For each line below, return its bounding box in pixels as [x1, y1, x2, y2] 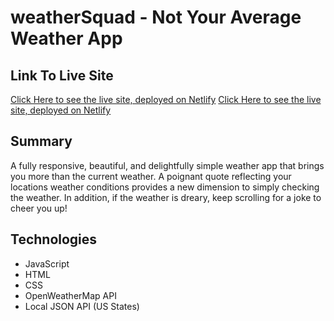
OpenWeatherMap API [24, 289, 117, 301]
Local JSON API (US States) [24, 300, 140, 312]
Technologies [10, 231, 98, 248]
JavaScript [24, 257, 70, 270]
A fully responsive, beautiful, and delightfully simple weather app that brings [10, 159, 325, 171]
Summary [10, 133, 73, 150]
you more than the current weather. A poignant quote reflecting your [10, 170, 292, 182]
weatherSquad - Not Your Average [10, 6, 302, 29]
